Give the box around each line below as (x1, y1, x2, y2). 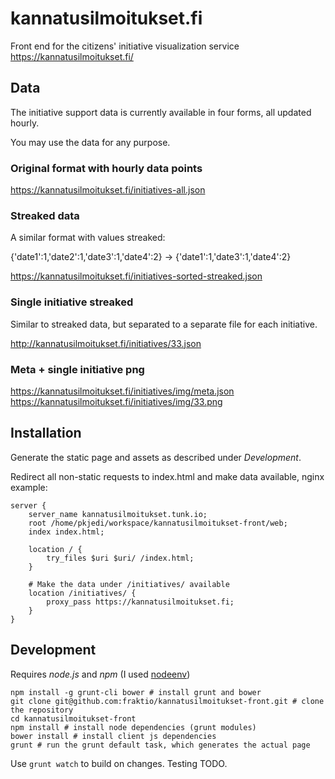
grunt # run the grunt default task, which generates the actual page (10, 740, 311, 750)
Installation (10, 425, 82, 442)
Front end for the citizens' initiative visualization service (10, 40, 240, 52)
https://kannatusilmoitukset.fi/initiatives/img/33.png (10, 395, 223, 407)
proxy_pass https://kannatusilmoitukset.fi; (46, 597, 235, 607)
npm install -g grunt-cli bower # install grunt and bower (10, 687, 262, 697)
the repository (10, 705, 74, 715)
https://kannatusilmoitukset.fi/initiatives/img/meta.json (10, 385, 235, 397)
